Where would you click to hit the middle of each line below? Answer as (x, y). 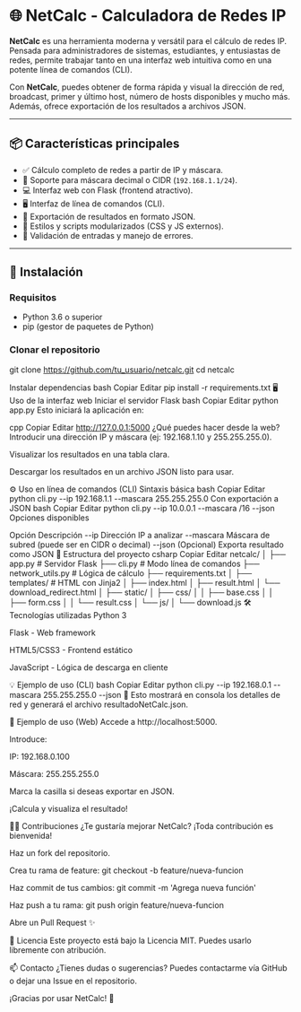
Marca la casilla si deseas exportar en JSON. (92, 791)
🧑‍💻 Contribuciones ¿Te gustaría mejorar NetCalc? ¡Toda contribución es (142, 825)
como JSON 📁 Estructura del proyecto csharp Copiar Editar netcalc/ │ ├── (148, 554)
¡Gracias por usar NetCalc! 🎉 (62, 998)
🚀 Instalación (46, 272)
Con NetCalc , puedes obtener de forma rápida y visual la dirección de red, (147, 87)
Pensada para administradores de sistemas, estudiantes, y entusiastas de (145, 50)
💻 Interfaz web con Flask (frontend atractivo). (107, 190)
